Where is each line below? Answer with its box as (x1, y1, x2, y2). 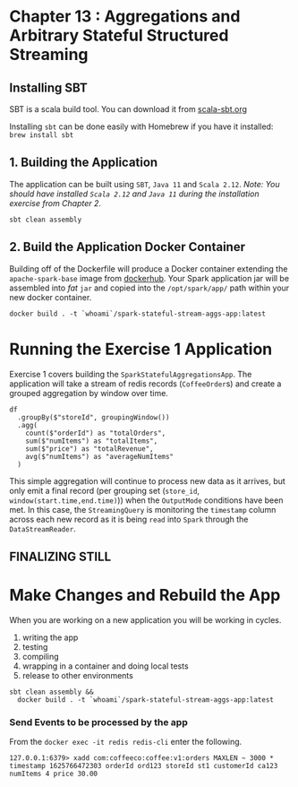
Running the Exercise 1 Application (9, 339, 273, 359)
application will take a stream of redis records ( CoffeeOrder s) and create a (9, 378, 282, 389)
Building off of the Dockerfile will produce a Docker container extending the (9, 263, 288, 274)
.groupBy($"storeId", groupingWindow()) (17, 412, 170, 422)
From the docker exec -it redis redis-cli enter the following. (9, 737, 243, 748)
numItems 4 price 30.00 (9, 769, 98, 779)
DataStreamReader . (9, 523, 76, 534)
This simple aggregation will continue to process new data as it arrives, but (9, 475, 286, 486)
